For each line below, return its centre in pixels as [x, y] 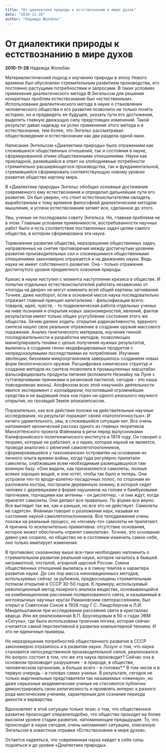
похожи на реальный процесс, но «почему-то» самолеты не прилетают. [82, 522]
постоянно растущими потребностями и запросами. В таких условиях [80, 88]
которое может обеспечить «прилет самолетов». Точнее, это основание [83, 532]
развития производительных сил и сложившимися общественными [77, 254]
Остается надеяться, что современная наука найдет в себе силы [74, 740]
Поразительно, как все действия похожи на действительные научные [79, 411]
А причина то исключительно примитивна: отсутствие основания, [75, 527]
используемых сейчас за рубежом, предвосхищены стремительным [78, 579]
